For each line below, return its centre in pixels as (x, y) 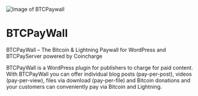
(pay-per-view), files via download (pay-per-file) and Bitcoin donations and (98, 80)
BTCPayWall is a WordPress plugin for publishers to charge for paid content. (100, 67)
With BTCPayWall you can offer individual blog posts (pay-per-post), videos (99, 74)
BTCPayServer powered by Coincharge (54, 56)
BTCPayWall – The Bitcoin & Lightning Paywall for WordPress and (86, 49)
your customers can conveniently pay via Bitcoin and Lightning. (84, 86)
